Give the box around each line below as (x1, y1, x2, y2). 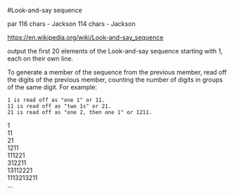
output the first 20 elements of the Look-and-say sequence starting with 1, (7, 47, 223, 55)
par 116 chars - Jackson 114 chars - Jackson (7, 20, 136, 27)
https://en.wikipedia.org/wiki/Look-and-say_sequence (7, 33, 164, 42)
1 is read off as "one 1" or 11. (7, 96, 105, 103)
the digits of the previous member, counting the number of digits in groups (7, 75, 223, 84)
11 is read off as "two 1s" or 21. (7, 103, 112, 110)
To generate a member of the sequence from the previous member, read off (7, 68, 227, 76)
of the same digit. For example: (7, 83, 97, 91)
